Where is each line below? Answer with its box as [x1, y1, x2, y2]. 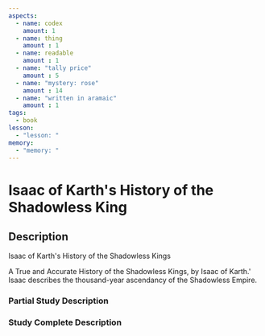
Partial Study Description [8, 295, 109, 306]
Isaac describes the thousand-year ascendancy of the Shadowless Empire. [8, 275, 258, 285]
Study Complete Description [8, 317, 122, 328]
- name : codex [15, 19, 63, 27]
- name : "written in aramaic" [15, 94, 117, 102]
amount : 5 [23, 72, 60, 80]
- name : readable [15, 49, 74, 57]
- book [15, 117, 38, 125]
